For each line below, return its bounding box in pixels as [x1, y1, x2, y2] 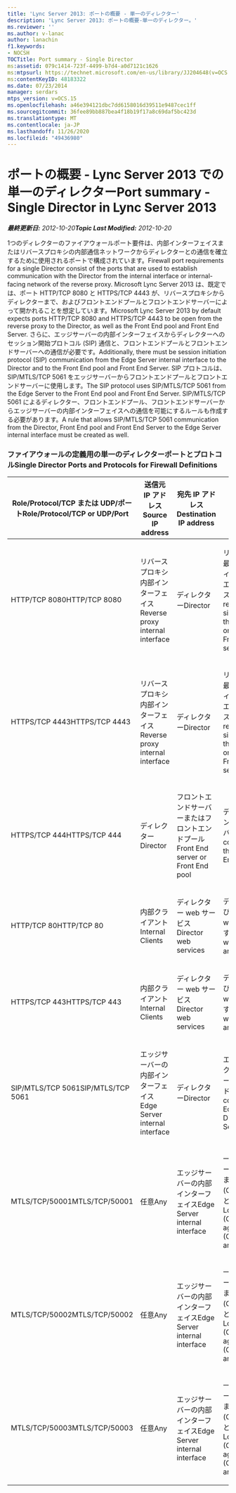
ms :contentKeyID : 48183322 [7, 75, 86, 83]
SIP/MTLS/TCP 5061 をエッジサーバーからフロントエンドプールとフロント [7, 373, 222, 382]
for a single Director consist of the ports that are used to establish [7, 264, 198, 273]
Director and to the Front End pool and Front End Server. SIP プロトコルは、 [7, 364, 226, 372]
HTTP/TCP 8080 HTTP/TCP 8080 [11, 595, 122, 605]
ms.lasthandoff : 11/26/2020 [7, 128, 90, 135]
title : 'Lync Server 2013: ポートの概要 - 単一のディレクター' [7, 10, 180, 18]
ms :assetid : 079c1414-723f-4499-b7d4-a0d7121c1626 [7, 63, 159, 70]
